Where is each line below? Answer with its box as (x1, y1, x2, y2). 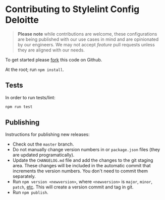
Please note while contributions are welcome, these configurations (17, 31, 157, 37)
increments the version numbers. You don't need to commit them (12, 168, 148, 174)
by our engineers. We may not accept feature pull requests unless (17, 41, 155, 47)
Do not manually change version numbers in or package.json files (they (12, 147, 160, 153)
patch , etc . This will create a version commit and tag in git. (12, 184, 134, 190)
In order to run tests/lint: (5, 94, 56, 100)
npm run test (5, 104, 33, 109)
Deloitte (5, 14, 39, 26)
